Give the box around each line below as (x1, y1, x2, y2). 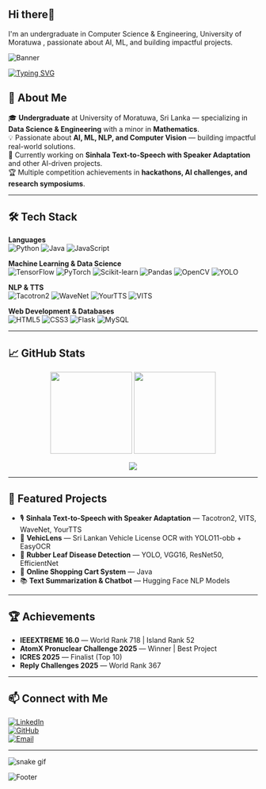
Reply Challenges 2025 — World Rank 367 (19, 660, 161, 670)
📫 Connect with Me (8, 692, 108, 706)
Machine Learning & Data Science (8, 259, 122, 268)
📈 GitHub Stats (8, 346, 85, 360)
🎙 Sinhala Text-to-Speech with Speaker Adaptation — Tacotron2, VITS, (19, 514, 257, 523)
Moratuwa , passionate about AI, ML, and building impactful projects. (8, 37, 234, 47)
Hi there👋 (8, 8, 55, 21)
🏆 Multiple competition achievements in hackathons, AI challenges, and (8, 167, 248, 177)
